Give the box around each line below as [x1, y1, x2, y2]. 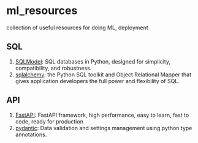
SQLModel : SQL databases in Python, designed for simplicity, [15, 57, 170, 65]
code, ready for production [15, 117, 84, 125]
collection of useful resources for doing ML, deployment [6, 24, 148, 31]
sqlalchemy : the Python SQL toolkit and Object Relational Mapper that [15, 71, 192, 78]
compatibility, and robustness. [15, 64, 92, 71]
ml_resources [6, 4, 78, 18]
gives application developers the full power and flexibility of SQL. [15, 77, 180, 84]
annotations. [15, 131, 47, 138]
